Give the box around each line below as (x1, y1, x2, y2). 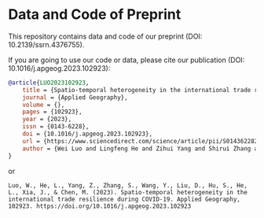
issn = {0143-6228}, (22, 123, 90, 131)
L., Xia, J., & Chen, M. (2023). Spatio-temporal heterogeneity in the (8, 188, 247, 196)
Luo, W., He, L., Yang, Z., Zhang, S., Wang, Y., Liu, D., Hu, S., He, (8, 181, 247, 190)
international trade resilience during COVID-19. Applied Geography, (8, 195, 241, 203)
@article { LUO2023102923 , (8, 79, 90, 87)
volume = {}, (22, 101, 65, 109)
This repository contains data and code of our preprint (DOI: (8, 31, 203, 41)
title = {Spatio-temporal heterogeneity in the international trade (22, 86, 251, 94)
